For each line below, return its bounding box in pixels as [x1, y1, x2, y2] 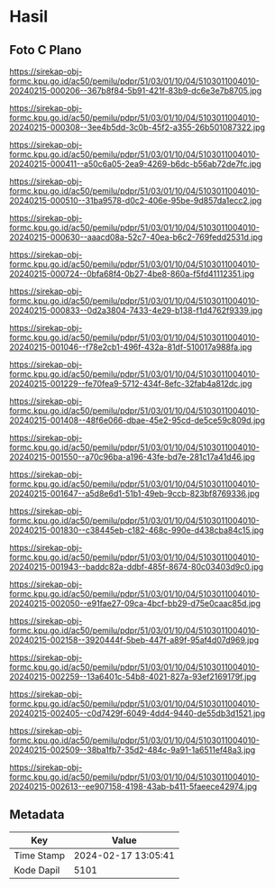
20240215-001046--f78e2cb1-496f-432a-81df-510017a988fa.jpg [9, 342, 252, 352]
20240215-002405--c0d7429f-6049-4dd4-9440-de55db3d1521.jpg [9, 708, 266, 719]
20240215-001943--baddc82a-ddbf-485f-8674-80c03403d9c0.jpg [9, 562, 264, 572]
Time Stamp [14, 849, 66, 862]
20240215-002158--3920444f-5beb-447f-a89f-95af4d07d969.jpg [9, 635, 260, 645]
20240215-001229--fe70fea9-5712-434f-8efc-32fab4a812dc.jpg [9, 379, 252, 389]
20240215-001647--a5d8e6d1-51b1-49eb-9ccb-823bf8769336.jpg [9, 489, 260, 499]
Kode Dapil [14, 864, 60, 876]
